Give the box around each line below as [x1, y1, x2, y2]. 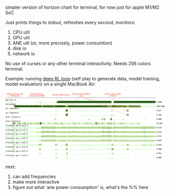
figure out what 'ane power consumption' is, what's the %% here [12, 184, 148, 190]
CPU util [12, 29, 30, 35]
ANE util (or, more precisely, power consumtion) [12, 40, 113, 46]
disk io [12, 45, 27, 51]
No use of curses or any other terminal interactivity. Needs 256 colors [5, 61, 151, 66]
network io [12, 51, 35, 57]
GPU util [12, 35, 30, 40]
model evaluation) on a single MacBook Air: [5, 81, 96, 87]
